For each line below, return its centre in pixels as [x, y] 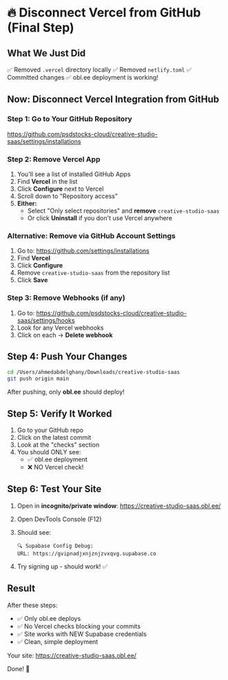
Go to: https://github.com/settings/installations [83, 251]
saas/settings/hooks [46, 320]
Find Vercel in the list [47, 181]
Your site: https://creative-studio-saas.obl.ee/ [72, 655]
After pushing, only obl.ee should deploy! [66, 392]
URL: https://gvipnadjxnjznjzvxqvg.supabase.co [86, 553]
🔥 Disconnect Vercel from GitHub [104, 13]
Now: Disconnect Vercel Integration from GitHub [113, 99]
